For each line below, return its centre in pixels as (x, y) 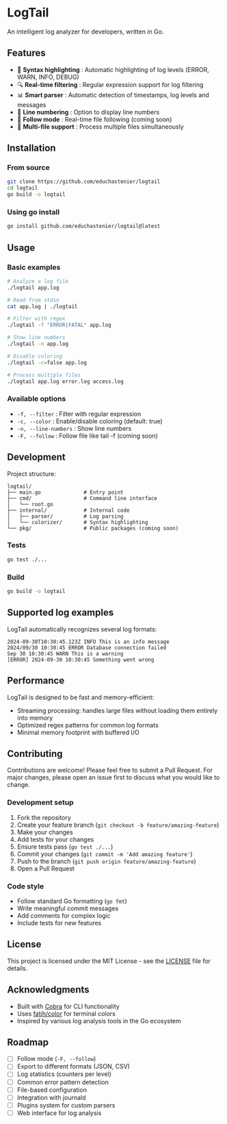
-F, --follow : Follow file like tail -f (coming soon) (88, 436)
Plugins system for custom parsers (66, 1105)
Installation (31, 148)
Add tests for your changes (55, 839)
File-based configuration (52, 1090)
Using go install (34, 212)
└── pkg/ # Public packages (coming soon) (93, 528)
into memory (35, 718)
